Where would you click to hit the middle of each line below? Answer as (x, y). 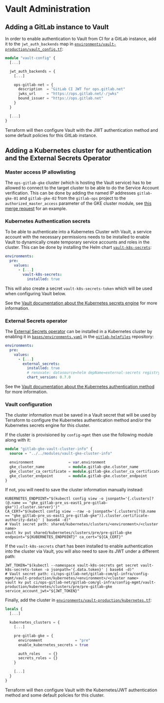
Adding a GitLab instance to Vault (57, 27)
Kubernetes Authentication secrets (48, 221)
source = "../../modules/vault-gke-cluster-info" (61, 454)
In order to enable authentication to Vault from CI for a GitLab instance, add (81, 39)
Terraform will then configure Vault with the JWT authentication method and (82, 130)
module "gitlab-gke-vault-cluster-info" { (49, 449)
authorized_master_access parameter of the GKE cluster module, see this (78, 203)
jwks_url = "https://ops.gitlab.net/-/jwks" (68, 94)
